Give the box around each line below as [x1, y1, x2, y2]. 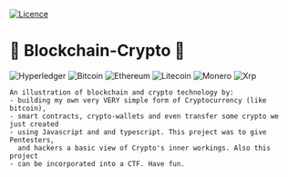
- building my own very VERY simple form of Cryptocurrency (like [9, 95, 267, 104]
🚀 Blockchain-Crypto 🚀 [9, 41, 185, 61]
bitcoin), [9, 103, 47, 113]
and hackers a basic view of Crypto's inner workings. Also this [17, 143, 272, 152]
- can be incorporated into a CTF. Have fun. [9, 159, 185, 168]
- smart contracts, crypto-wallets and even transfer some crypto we [9, 112, 280, 121]
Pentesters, [9, 135, 55, 144]
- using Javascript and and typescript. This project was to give [9, 127, 267, 136]
